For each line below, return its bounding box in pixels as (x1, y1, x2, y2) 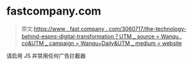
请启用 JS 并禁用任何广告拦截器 (6, 52, 86, 59)
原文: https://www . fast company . (21, 25, 108, 32)
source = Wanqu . (137, 32, 182, 40)
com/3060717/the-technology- (108, 25, 187, 32)
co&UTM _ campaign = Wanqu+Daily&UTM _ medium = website (21, 39, 183, 47)
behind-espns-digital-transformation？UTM (21, 32, 132, 40)
